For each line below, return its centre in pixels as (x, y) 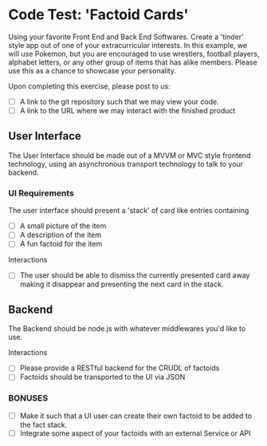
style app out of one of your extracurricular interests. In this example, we (128, 45)
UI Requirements (41, 193)
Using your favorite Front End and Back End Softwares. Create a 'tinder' (126, 37)
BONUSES (28, 398)
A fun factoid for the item (61, 244)
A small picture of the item (63, 226)
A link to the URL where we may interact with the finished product (128, 111)
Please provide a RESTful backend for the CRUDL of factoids (120, 368)
